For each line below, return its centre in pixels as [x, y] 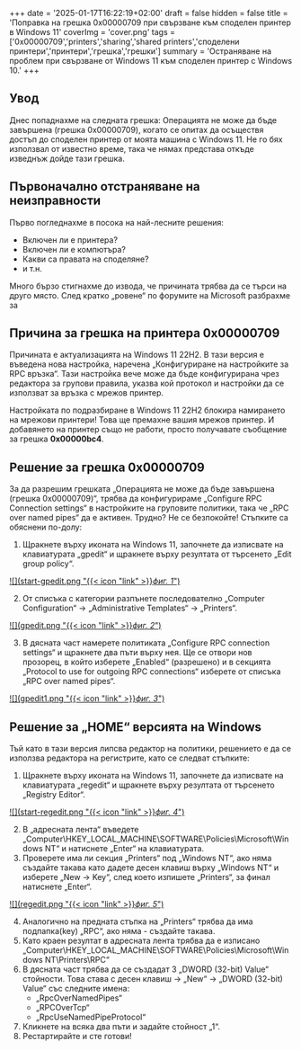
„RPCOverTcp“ [62, 1008]
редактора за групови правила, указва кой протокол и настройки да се [147, 383]
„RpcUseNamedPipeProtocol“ [91, 1017]
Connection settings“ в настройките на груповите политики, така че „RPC [149, 508]
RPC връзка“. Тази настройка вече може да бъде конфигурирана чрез [145, 374]
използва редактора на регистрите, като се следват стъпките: [129, 758]
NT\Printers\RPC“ [77, 960]
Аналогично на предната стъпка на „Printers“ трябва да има [137, 921]
